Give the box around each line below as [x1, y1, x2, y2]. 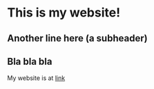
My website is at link [7, 74, 66, 82]
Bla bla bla [7, 55, 52, 67]
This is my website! [7, 5, 121, 21]
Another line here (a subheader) [7, 32, 148, 44]
